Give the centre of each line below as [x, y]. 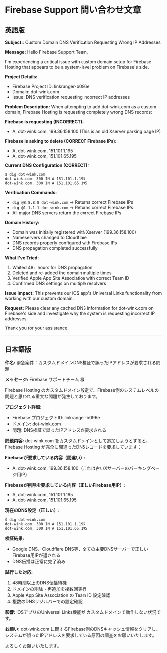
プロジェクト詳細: [23, 407]
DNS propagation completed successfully [55, 248]
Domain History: [22, 223]
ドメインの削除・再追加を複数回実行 [49, 589]
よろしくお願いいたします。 [33, 646]
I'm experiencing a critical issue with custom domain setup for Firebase [78, 62]
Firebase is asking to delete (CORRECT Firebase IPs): [61, 141]
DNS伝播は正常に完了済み [39, 561]
